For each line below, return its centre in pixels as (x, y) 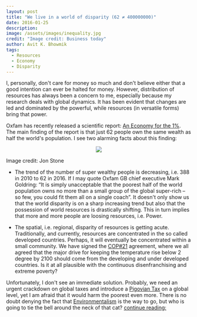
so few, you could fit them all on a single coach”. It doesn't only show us (102, 197)
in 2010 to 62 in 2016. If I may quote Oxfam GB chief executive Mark (97, 179)
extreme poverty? (36, 271)
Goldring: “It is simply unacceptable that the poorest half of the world (98, 185)
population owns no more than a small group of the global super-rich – (100, 191)
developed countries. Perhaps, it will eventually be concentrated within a (103, 240)
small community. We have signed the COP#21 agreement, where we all (102, 246)
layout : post (22, 11)
